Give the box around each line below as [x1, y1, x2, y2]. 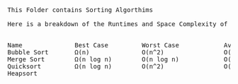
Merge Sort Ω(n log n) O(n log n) [7, 56, 179, 63]
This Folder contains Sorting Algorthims [7, 6, 154, 13]
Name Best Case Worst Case [7, 42, 179, 49]
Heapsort [7, 70, 38, 77]
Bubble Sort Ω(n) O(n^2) [7, 49, 165, 56]
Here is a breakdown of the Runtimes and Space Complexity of [7, 20, 228, 28]
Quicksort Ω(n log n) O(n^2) [7, 63, 165, 70]
